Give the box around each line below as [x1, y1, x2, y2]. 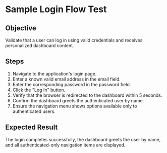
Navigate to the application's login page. [12, 70, 97, 76]
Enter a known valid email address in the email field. [12, 76, 121, 82]
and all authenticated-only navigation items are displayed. [5, 142, 126, 148]
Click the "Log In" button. [12, 87, 66, 93]
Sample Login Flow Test [5, 4, 107, 15]
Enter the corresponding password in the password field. [12, 81, 131, 87]
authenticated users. [12, 108, 55, 114]
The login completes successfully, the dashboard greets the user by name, [5, 136, 161, 142]
